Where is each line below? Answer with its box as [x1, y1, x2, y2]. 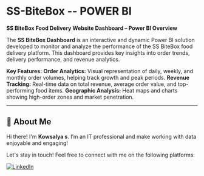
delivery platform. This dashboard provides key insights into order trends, [6, 49, 190, 56]
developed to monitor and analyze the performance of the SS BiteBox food [6, 43, 193, 50]
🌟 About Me [6, 117, 52, 127]
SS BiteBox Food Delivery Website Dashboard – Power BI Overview [6, 24, 178, 32]
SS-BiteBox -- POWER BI [6, 4, 132, 18]
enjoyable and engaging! [6, 139, 69, 147]
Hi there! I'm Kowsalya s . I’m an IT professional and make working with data [6, 133, 197, 140]
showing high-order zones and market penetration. [6, 93, 134, 100]
